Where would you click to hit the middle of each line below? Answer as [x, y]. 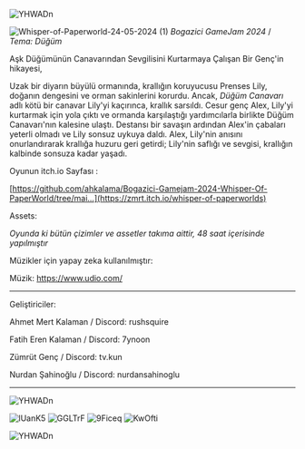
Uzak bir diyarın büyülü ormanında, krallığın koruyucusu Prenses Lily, [138, 86]
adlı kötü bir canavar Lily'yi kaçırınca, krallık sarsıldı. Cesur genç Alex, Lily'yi [151, 105]
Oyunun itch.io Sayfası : [54, 171]
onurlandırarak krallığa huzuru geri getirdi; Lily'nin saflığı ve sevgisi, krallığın [151, 144]
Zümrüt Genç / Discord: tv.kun [66, 357]
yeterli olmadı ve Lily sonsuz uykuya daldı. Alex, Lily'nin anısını [126, 134]
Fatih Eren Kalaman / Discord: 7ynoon [80, 339]
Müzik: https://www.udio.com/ [66, 278]
